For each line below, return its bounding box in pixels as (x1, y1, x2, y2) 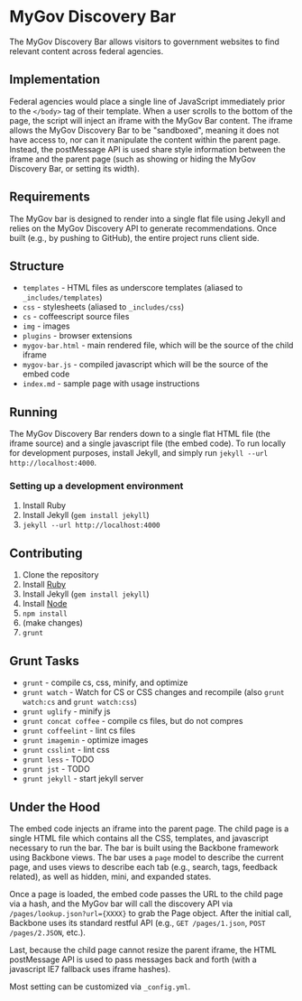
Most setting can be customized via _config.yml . (9, 981, 191, 992)
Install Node (22, 598, 68, 609)
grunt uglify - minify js (22, 706, 111, 717)
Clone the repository (22, 570, 99, 580)
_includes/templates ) (22, 292, 103, 303)
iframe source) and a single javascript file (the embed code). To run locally (9, 438, 287, 449)
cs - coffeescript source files (22, 311, 130, 322)
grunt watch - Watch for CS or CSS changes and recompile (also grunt (22, 687, 286, 698)
